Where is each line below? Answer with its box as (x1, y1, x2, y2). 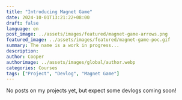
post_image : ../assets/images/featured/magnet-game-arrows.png (6, 31, 168, 37)
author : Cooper (6, 54, 44, 60)
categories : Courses (6, 64, 58, 71)
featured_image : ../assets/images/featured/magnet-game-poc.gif (6, 37, 171, 43)
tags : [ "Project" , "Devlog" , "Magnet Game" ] (6, 70, 120, 77)
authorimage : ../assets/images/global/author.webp (6, 59, 136, 65)
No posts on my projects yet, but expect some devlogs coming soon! (6, 87, 177, 94)
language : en (6, 25, 39, 32)
